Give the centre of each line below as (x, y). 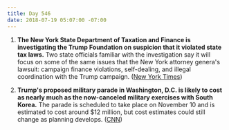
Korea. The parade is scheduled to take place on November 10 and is (116, 104)
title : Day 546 (29, 13)
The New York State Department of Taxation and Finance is (104, 39)
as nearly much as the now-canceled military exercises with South (115, 97)
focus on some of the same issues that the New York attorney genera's (118, 62)
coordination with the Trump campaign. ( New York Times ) (100, 76)
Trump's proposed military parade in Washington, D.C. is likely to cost (120, 90)
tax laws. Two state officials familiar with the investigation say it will (114, 54)
